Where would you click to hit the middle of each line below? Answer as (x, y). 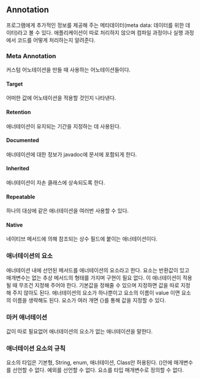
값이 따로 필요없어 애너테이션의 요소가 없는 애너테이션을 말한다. (80, 331)
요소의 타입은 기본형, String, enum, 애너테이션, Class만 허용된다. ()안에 (89, 363)
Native (15, 225)
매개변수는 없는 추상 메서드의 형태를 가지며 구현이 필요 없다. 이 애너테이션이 (94, 278)
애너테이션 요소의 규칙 (36, 348)
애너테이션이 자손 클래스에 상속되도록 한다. (56, 182)
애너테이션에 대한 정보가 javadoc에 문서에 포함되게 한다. (72, 154)
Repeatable (21, 197)
